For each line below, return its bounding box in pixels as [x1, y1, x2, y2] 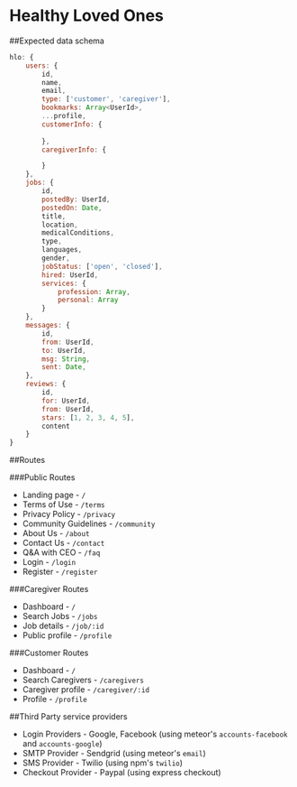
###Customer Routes [9, 647, 89, 659]
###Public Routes [9, 472, 76, 483]
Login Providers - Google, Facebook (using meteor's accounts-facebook [22, 728, 288, 740]
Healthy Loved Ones [9, 5, 164, 26]
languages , [41, 245, 83, 255]
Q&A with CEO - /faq [22, 547, 101, 558]
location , [41, 220, 78, 229]
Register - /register [22, 566, 98, 578]
